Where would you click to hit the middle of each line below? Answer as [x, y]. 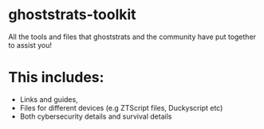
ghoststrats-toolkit [73, 15]
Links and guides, [49, 99]
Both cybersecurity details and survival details [96, 116]
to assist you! [30, 45]
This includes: [56, 78]
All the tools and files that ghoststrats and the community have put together [132, 37]
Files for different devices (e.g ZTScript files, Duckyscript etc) [121, 107]
